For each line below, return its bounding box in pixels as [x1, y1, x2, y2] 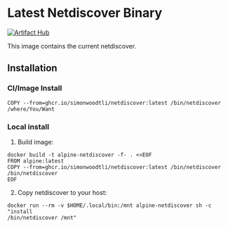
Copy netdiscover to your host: [17, 188, 107, 196]
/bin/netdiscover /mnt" [7, 214, 77, 221]
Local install [7, 122, 50, 132]
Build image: [17, 137, 54, 146]
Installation [7, 62, 58, 75]
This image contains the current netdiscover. [7, 42, 137, 50]
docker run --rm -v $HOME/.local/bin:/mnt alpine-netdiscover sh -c [7, 202, 212, 209]
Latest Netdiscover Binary [7, 5, 163, 21]
